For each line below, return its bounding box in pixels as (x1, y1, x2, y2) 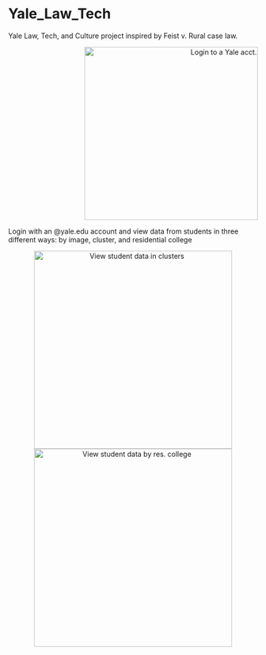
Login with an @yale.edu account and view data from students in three (8, 227, 239, 236)
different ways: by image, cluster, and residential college (8, 234, 192, 244)
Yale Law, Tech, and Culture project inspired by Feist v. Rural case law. (8, 31, 238, 40)
